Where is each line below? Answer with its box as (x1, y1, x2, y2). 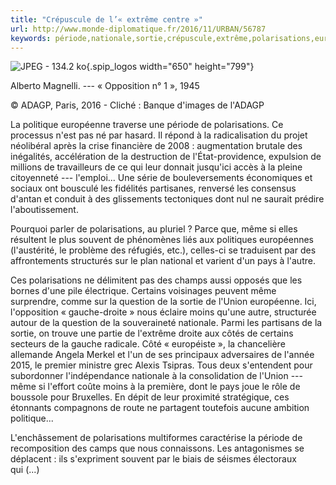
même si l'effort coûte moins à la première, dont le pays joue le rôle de (10, 381, 301, 393)
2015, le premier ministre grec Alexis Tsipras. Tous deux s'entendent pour (10, 359, 313, 371)
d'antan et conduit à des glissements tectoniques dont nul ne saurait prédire (10, 193, 325, 205)
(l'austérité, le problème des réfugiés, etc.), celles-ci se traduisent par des (10, 244, 317, 256)
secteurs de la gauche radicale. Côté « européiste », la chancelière (10, 338, 286, 350)
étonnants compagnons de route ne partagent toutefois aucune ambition (10, 402, 310, 414)
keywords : (10, 33, 52, 43)
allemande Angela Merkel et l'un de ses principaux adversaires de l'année (10, 349, 315, 361)
